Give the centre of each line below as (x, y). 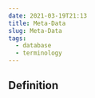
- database (34, 46)
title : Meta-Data (37, 23)
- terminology (39, 53)
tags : (17, 38)
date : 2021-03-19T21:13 (48, 16)
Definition (33, 86)
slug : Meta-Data (35, 31)
